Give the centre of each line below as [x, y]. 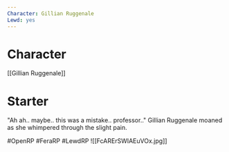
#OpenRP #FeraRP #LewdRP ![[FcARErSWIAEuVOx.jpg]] [87, 141]
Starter [28, 101]
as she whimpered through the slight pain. [67, 128]
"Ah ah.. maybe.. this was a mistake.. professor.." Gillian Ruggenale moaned [115, 120]
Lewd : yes [21, 20]
